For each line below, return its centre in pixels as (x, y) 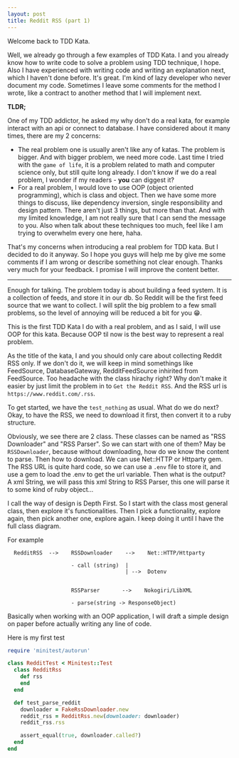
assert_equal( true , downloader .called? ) (81, 736)
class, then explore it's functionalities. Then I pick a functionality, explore (114, 510)
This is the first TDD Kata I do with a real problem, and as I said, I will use (114, 326)
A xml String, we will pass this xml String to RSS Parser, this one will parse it (118, 482)
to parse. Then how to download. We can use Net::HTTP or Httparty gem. (115, 459)
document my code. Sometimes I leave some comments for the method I (114, 85)
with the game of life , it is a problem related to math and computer (116, 164)
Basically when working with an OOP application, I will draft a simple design (118, 616)
